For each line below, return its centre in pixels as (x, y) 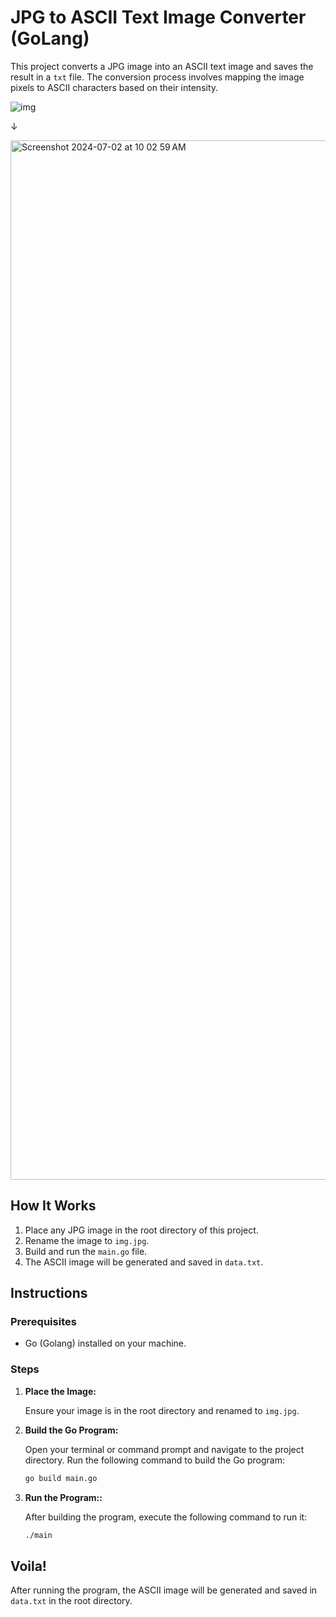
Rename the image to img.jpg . (87, 1240)
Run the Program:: (63, 1497)
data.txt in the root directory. (71, 1601)
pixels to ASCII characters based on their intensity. (114, 87)
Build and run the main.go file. (86, 1251)
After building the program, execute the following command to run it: (166, 1517)
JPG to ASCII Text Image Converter (158, 17)
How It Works (53, 1206)
